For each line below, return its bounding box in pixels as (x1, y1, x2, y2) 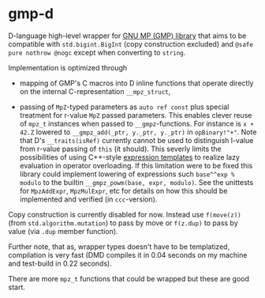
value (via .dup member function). (8, 226, 118, 236)
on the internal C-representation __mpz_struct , (19, 86, 171, 96)
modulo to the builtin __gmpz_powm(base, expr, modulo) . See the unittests (19, 177, 254, 187)
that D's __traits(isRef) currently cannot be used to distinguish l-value (19, 135, 254, 145)
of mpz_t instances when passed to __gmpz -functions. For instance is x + (19, 119, 254, 128)
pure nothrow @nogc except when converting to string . (8, 47, 186, 57)
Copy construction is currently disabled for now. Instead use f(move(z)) (8, 209, 242, 219)
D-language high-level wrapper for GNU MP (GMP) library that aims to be (8, 31, 247, 40)
